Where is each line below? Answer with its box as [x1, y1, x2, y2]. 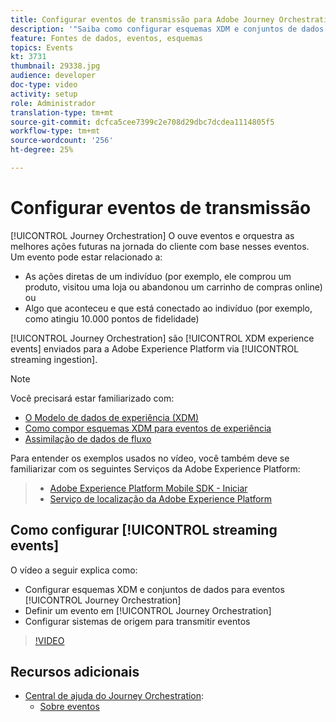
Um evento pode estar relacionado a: [10, 251, 163, 263]
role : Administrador [10, 98, 97, 108]
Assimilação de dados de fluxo [24, 432, 152, 445]
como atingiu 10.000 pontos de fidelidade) [24, 312, 200, 325]
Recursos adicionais [10, 664, 140, 681]
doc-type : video [10, 80, 78, 90]
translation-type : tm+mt [10, 107, 114, 118]
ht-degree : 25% [10, 145, 74, 155]
